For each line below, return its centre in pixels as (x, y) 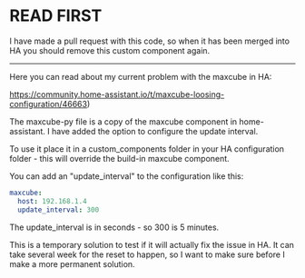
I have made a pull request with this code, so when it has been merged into (150, 41)
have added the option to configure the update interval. (155, 131)
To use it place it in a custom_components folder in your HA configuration (147, 149)
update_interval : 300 (59, 210)
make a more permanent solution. (72, 263)
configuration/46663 (49, 104)
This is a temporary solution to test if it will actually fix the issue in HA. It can (152, 244)
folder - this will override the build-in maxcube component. (119, 158)
